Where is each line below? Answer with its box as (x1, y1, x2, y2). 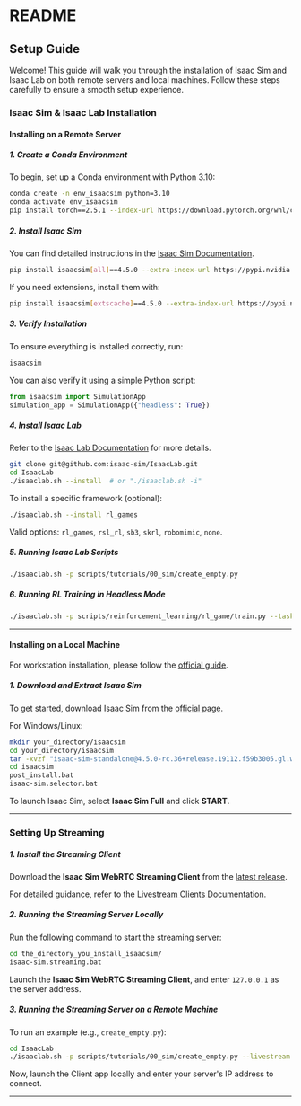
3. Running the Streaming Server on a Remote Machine (9, 1004, 219, 1015)
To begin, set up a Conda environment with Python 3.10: (9, 172, 216, 182)
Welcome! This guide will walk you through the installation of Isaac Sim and (9, 65, 288, 75)
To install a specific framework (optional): (9, 493, 163, 504)
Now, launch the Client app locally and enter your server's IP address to (9, 1068, 274, 1079)
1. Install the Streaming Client (9, 848, 121, 859)
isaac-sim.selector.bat (9, 779, 99, 789)
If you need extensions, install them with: (9, 281, 160, 292)
